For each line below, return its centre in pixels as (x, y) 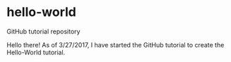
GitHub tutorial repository (43, 31)
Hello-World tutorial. (36, 52)
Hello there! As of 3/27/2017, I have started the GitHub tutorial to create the (115, 45)
